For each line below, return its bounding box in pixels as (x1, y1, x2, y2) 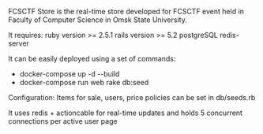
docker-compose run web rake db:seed (19, 78, 149, 87)
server (8, 39, 30, 48)
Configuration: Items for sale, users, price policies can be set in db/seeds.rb (8, 93, 256, 102)
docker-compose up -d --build (19, 69, 120, 78)
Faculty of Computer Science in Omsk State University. (8, 15, 187, 24)
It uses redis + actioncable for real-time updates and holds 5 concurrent (8, 108, 243, 117)
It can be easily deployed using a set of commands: (8, 54, 176, 63)
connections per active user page (8, 117, 118, 125)
